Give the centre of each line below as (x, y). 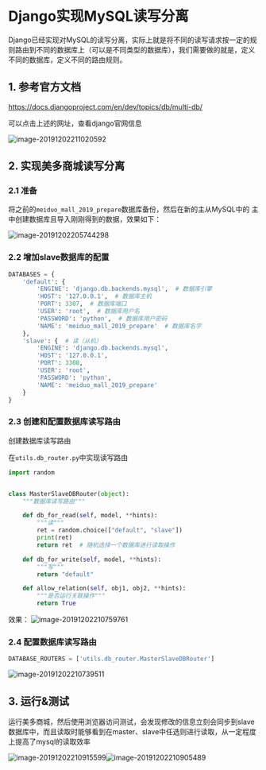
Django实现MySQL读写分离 (98, 16)
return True (57, 604)
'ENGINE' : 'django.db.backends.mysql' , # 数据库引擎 (125, 289)
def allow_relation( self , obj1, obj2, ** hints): (104, 589)
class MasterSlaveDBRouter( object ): (69, 493)
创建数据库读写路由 (40, 440)
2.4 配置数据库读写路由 (52, 642)
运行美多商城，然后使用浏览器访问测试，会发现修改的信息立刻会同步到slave (132, 722)
